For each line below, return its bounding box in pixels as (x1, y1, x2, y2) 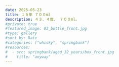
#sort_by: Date (5, 36, 37, 41)
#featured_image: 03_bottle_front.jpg (5, 26, 87, 31)
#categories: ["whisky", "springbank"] (5, 40, 90, 45)
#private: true (5, 21, 37, 27)
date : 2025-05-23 (5, 7, 42, 13)
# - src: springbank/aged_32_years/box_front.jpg (5, 49, 114, 54)
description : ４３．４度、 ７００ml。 (5, 17, 80, 22)
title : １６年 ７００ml (5, 12, 51, 17)
